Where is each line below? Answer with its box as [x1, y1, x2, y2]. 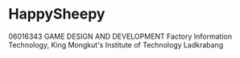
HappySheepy [8, 5, 106, 23]
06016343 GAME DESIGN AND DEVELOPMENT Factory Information [8, 31, 232, 41]
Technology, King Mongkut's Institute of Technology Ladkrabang [8, 39, 224, 49]
